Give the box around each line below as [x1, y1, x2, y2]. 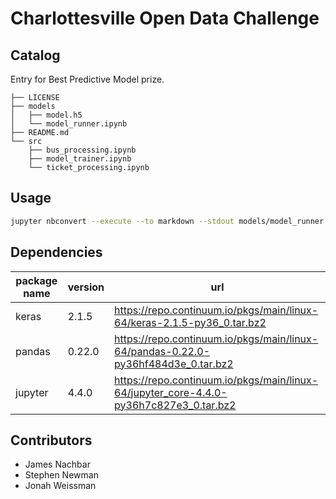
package [15, 273, 58, 287]
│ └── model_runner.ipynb [10, 119, 128, 129]
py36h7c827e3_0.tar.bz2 [114, 398, 237, 412]
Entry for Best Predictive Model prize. [10, 73, 165, 85]
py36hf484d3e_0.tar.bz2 [114, 357, 234, 371]
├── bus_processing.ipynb [28, 145, 137, 155]
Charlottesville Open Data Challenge [10, 7, 320, 30]
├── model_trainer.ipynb [28, 154, 132, 164]
